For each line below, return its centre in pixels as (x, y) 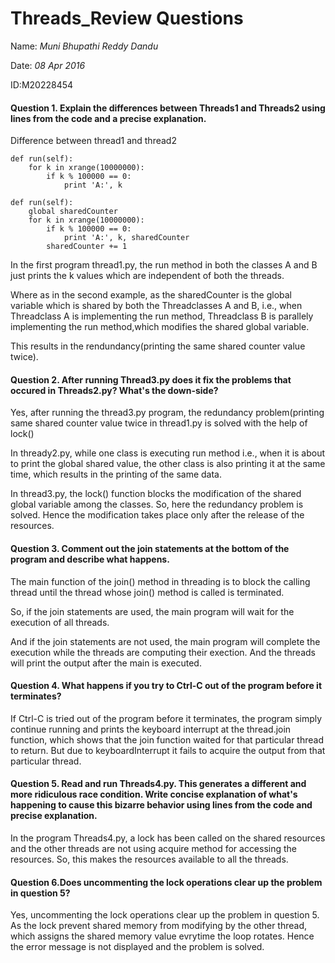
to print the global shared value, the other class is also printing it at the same (168, 464)
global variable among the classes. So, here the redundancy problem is (157, 504)
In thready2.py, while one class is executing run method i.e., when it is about (168, 453)
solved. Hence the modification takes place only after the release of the (157, 515)
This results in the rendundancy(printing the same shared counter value (158, 346)
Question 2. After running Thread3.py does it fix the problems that (151, 379)
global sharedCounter (73, 212)
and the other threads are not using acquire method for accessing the (154, 848)
